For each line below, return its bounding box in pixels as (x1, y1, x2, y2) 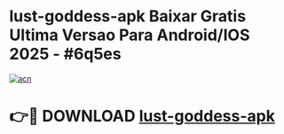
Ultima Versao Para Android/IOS (9, 25, 250, 45)
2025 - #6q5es (9, 44, 122, 64)
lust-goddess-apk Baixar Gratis (9, 6, 247, 27)
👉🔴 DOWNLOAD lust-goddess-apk (9, 106, 275, 126)
